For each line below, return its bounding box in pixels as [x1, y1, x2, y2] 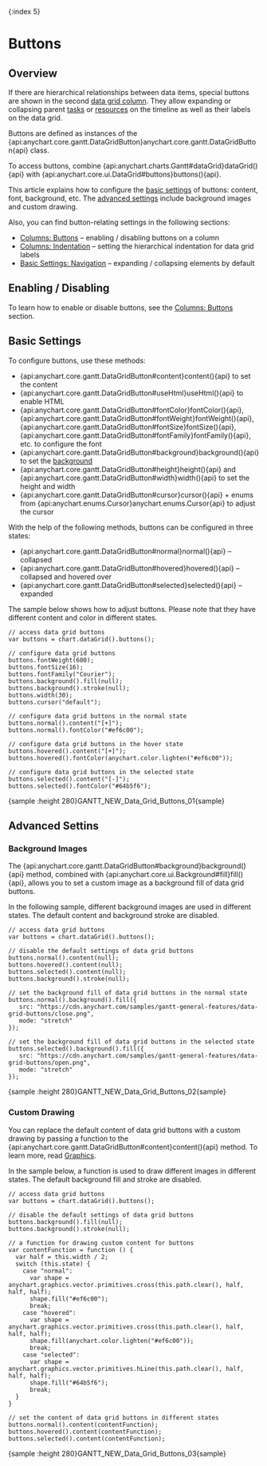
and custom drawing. [8, 202, 78, 211]
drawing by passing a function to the [8, 1134, 129, 1143]
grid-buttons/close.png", [8, 1010, 94, 1018]
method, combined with [26, 870, 104, 880]
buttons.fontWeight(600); [8, 656, 94, 664]
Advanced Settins [8, 819, 100, 833]
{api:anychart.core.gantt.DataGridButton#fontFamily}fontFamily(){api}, [19, 431, 251, 440]
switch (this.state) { [15, 1260, 91, 1268]
